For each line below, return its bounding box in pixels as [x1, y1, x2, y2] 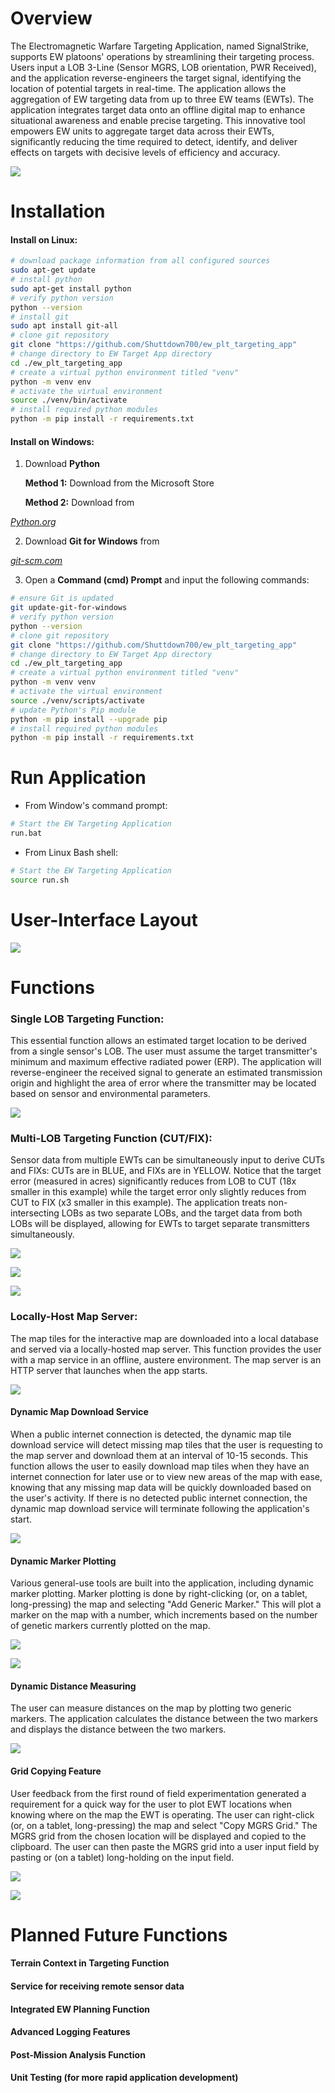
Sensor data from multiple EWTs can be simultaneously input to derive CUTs [10, 1154, 325, 1166]
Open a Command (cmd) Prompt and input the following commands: [24, 574, 310, 586]
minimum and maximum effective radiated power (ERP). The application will [10, 1056, 322, 1068]
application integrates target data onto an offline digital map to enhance [10, 103, 306, 116]
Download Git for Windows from [24, 535, 160, 547]
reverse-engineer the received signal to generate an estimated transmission [10, 1067, 323, 1079]
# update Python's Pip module [10, 705, 137, 715]
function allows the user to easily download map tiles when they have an [10, 1460, 310, 1472]
